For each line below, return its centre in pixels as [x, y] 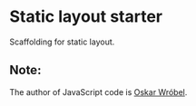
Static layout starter [86, 17]
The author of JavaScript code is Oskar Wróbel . [98, 92]
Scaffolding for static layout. [62, 42]
